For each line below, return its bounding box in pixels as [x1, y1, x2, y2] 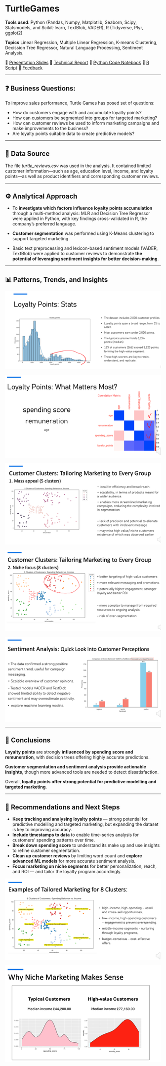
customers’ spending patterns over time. [12, 837, 95, 843]
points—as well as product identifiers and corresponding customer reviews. [5, 173, 160, 179]
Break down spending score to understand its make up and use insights [12, 843, 160, 848]
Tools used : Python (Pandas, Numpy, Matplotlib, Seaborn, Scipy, [5, 19, 137, 25]
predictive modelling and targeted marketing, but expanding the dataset [12, 821, 159, 827]
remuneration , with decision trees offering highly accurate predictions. [5, 755, 150, 760]
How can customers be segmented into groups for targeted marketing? [12, 115, 157, 121]
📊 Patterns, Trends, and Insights [5, 275, 108, 284]
